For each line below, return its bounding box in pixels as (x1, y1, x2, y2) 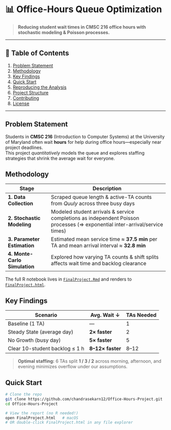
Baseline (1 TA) (8, 320, 45, 327)
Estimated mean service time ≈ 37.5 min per (50, 236, 158, 243)
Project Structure (12, 89, 49, 95)
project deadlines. (5, 144, 43, 150)
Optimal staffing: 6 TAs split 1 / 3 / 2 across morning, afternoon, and (17, 358, 162, 364)
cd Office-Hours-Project (5, 401, 58, 407)
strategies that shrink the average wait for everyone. (5, 155, 116, 161)
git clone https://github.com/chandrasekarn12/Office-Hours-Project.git (5, 396, 163, 401)
